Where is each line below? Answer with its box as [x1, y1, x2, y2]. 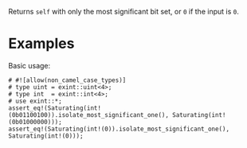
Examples [8, 35, 75, 53]
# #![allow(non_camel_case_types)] [8, 76, 127, 84]
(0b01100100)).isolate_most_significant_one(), [8, 111, 170, 119]
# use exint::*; [8, 97, 62, 105]
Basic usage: [8, 60, 51, 70]
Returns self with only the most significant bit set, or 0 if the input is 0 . [8, 7, 239, 16]
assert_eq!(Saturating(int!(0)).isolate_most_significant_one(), [8, 125, 229, 133]
